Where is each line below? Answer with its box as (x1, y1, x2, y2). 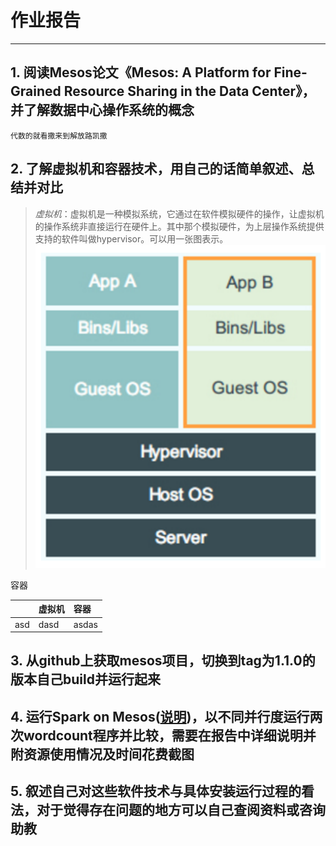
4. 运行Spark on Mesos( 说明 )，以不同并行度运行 (10, 708, 310, 725)
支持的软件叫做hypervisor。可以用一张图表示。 (34, 232, 229, 245)
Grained (10, 83, 62, 100)
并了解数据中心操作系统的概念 (10, 102, 195, 119)
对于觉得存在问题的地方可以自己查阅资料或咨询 (36, 802, 326, 819)
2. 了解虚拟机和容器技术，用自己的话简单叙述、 (10, 161, 302, 178)
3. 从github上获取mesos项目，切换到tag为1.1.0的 (10, 652, 316, 670)
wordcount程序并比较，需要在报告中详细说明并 (23, 727, 317, 744)
